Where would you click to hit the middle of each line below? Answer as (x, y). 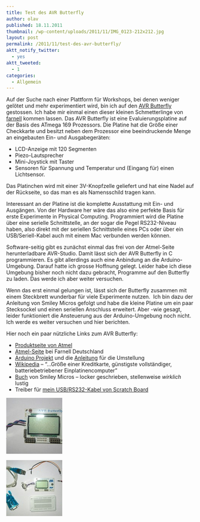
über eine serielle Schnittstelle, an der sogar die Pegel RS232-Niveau (91, 223)
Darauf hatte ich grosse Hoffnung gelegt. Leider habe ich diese (114, 266)
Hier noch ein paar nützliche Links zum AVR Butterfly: (72, 333)
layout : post (22, 38)
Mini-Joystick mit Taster (44, 162)
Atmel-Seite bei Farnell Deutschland (59, 351)
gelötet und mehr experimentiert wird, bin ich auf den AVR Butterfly (89, 106)
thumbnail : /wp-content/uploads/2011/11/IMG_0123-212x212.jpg (85, 32)
